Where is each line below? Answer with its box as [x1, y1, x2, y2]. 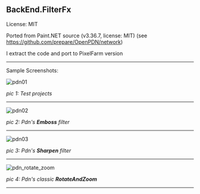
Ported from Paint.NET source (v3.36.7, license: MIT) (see [6, 32, 148, 39]
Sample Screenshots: [6, 66, 58, 74]
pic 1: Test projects [6, 90, 52, 97]
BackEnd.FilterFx [6, 5, 71, 15]
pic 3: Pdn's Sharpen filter [6, 147, 71, 154]
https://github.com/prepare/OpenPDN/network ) [6, 38, 123, 45]
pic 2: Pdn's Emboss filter [6, 118, 70, 125]
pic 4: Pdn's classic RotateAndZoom [6, 175, 97, 183]
